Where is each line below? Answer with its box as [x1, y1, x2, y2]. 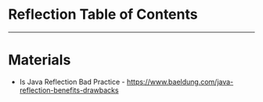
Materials [8, 51, 71, 69]
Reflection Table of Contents [8, 5, 198, 24]
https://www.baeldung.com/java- [126, 77, 234, 86]
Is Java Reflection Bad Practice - [19, 77, 125, 86]
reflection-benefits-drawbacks [19, 85, 119, 95]
